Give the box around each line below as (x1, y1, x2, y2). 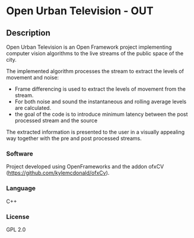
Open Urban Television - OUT (6, 4, 154, 18)
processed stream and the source (14, 117, 98, 124)
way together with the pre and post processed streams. (6, 135, 142, 142)
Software (6, 150, 34, 158)
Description (6, 28, 50, 38)
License (6, 212, 30, 221)
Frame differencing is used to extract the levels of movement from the (14, 85, 186, 93)
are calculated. (14, 104, 52, 111)
